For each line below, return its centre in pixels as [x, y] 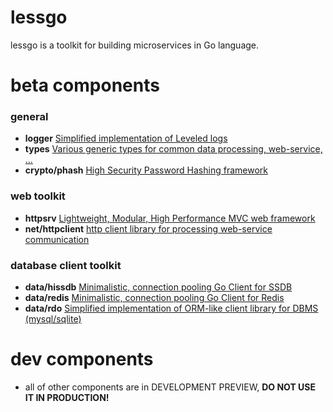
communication [57, 239]
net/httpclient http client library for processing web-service [148, 228]
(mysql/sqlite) [53, 319]
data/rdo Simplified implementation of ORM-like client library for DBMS [171, 308]
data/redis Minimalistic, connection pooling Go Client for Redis [154, 298]
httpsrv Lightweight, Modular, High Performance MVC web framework [170, 218]
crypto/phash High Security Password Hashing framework [146, 170]
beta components [85, 85]
